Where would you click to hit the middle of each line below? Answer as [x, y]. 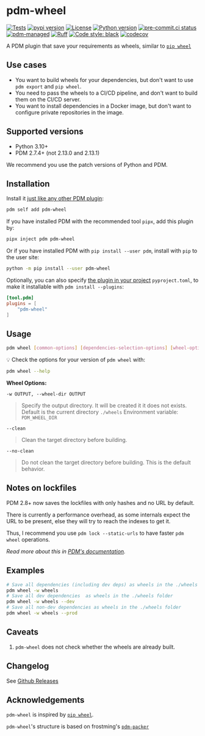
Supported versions [45, 132]
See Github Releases [33, 681]
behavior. [33, 469]
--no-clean [20, 451]
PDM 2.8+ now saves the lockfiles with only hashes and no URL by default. [101, 502]
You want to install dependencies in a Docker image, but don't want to [103, 106]
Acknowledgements [45, 700]
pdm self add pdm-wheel [37, 210]
